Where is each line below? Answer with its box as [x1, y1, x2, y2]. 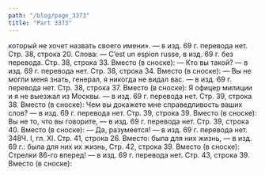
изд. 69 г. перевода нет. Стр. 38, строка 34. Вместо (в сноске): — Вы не [8, 66, 252, 75]
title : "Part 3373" [8, 19, 73, 27]
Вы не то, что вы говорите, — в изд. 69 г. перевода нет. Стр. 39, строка [8, 116, 249, 126]
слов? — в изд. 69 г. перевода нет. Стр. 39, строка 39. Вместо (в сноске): [8, 108, 257, 117]
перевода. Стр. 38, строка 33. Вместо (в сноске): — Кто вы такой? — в [8, 57, 248, 67]
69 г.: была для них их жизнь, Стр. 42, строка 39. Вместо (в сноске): [8, 142, 240, 151]
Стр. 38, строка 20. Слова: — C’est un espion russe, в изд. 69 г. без [8, 49, 233, 59]
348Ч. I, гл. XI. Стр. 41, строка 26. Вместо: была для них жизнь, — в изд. [8, 133, 252, 143]
